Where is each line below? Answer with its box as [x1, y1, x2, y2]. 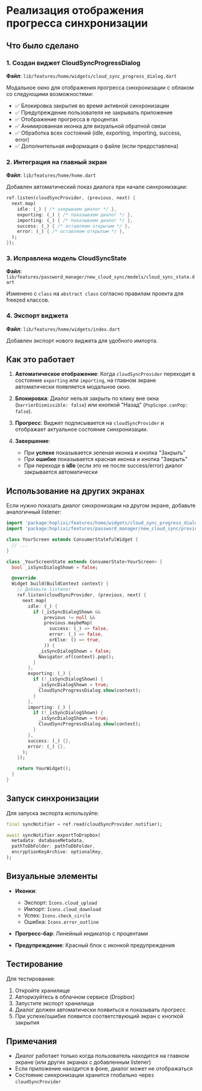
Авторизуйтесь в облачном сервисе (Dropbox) [14, 993, 135, 1000]
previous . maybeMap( [44, 620, 93, 626]
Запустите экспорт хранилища [14, 999, 94, 1007]
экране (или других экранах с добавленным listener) [14, 1058, 151, 1066]
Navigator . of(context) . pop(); [38, 654, 114, 660]
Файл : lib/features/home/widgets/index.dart [6, 325, 120, 332]
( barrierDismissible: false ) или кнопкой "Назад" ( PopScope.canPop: [14, 401, 188, 409]
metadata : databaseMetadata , [11, 838, 85, 844]
